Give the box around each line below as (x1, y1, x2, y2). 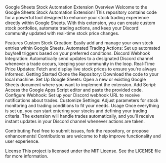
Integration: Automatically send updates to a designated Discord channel (5, 56, 154, 61)
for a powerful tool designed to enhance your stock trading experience (5, 15, 149, 20)
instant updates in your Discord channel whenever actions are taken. (5, 118, 145, 124)
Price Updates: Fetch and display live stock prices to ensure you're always (5, 66, 157, 72)
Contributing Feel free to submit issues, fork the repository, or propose (5, 128, 149, 133)
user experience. (5, 138, 40, 144)
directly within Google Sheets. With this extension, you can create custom (5, 20, 156, 26)
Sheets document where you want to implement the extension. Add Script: (5, 82, 157, 88)
